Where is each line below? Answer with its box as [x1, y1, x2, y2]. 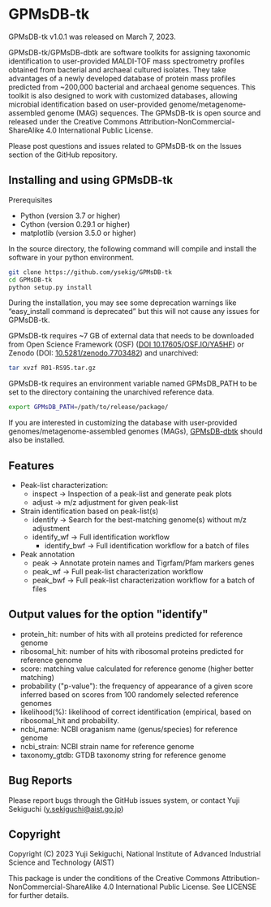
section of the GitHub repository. [8, 150, 118, 159]
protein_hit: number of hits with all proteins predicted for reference [19, 629, 243, 639]
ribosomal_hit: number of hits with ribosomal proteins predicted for [19, 646, 244, 656]
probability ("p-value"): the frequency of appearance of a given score [19, 681, 253, 691]
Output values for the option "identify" [8, 608, 209, 621]
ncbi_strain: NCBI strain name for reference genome [19, 741, 195, 751]
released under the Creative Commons [8, 116, 138, 126]
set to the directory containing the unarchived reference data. [8, 387, 215, 397]
